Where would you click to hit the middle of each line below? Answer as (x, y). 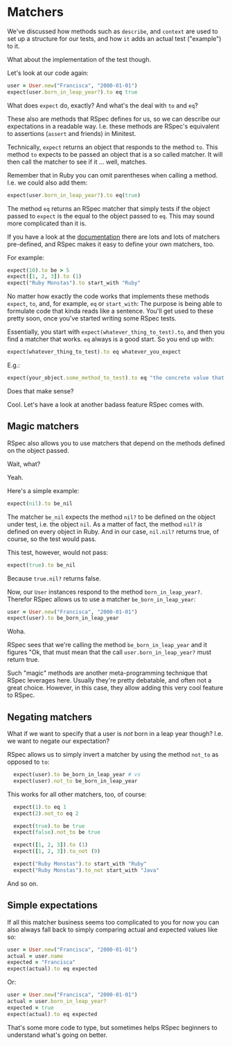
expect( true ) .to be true (49, 826)
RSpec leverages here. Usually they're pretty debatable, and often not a (109, 680)
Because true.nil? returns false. (54, 578)
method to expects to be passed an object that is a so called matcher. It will (115, 154)
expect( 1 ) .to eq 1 (40, 807)
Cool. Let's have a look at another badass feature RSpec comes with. (106, 404)
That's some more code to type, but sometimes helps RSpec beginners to (113, 1027)
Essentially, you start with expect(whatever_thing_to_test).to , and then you (116, 332)
